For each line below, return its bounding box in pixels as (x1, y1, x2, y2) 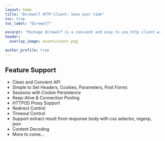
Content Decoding (12, 126, 50, 132)
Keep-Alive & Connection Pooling (12, 94, 80, 101)
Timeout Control (12, 110, 46, 116)
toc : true (5, 16, 26, 21)
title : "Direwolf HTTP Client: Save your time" (5, 12, 105, 17)
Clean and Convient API (12, 79, 60, 85)
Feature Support (5, 66, 56, 74)
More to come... (12, 131, 45, 137)
